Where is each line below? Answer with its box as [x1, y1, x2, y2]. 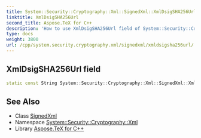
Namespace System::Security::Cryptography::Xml [14, 119, 138, 126]
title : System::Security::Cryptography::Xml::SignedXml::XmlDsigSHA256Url [6, 8, 197, 15]
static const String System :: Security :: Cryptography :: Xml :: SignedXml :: [6, 80, 188, 86]
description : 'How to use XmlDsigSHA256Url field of [6, 25, 141, 32]
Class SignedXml [14, 112, 57, 119]
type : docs [6, 31, 33, 37]
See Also [6, 96, 40, 106]
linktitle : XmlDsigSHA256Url [6, 14, 79, 20]
